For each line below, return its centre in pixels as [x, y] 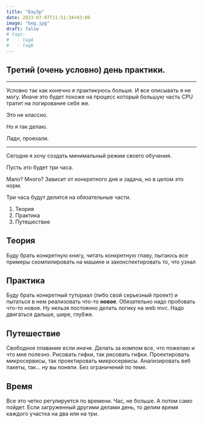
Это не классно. [27, 115]
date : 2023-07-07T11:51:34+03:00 [48, 18]
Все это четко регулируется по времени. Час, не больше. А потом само [99, 401]
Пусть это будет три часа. [40, 167]
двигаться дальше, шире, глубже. [50, 314]
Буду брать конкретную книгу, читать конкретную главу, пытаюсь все [97, 255]
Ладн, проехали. [28, 138]
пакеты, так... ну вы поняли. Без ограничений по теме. [77, 367]
